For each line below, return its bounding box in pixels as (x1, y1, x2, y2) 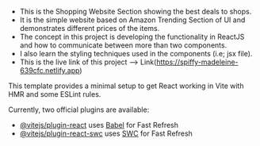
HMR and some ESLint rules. (8, 90, 101, 98)
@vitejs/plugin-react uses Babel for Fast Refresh (19, 121, 179, 129)
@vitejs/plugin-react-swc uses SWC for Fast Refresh (19, 129, 193, 138)
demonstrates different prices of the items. (19, 24, 160, 33)
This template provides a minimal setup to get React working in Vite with (8, 81, 244, 90)
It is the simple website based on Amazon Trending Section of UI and (19, 15, 246, 25)
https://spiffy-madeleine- (155, 57, 239, 67)
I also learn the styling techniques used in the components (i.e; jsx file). (19, 49, 253, 58)
